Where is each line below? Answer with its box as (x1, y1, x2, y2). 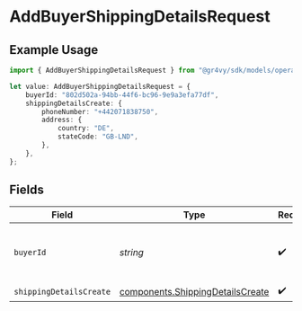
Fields (9, 182, 45, 198)
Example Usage (9, 42, 99, 58)
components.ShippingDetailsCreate (119, 285, 270, 298)
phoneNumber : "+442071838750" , (41, 107, 159, 116)
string (119, 246, 144, 259)
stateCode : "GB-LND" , (57, 132, 139, 141)
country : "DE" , (57, 124, 115, 133)
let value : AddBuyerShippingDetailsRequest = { (9, 82, 191, 91)
